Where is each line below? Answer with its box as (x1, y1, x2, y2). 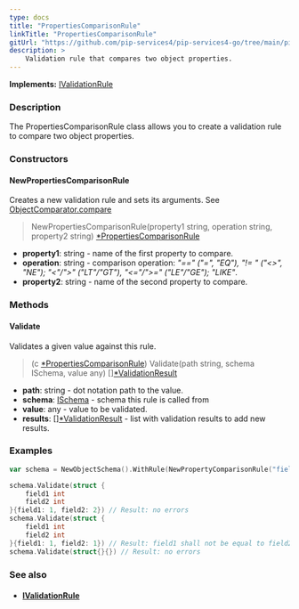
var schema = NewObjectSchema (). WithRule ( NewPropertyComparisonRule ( (9, 465, 273, 474)
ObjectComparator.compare (9, 204, 112, 215)
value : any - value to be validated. (21, 403, 149, 414)
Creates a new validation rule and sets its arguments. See (9, 195, 220, 206)
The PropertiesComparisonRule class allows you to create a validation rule (9, 121, 282, 132)
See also (9, 568, 47, 581)
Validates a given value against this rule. (9, 340, 157, 352)
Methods (9, 299, 49, 312)
